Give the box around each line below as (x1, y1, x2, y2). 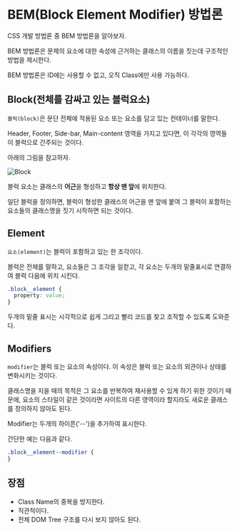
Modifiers (7, 342, 52, 355)
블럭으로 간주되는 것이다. (14, 138, 84, 146)
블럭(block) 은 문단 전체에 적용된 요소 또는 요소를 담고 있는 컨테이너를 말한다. (7, 113, 220, 122)
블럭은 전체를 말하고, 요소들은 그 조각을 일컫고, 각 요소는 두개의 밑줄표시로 (7, 262, 213, 271)
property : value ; (14, 292, 66, 300)
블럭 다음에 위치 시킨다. (14, 271, 80, 280)
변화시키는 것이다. (7, 372, 58, 379)
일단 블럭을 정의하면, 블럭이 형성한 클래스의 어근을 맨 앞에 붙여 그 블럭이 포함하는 (7, 197, 232, 205)
